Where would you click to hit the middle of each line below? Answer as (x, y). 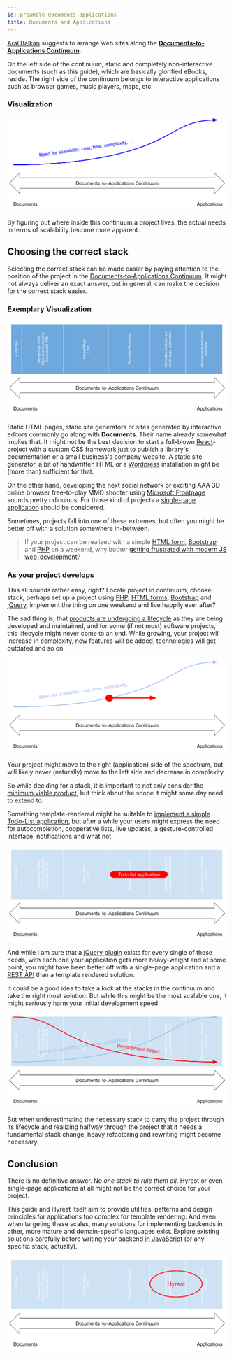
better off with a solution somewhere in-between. (79, 528)
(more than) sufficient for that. (51, 471)
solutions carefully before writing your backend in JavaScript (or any (106, 1239)
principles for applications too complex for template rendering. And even (112, 1216)
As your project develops (51, 575)
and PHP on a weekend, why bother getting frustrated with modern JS (125, 549)
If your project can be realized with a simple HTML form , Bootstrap (120, 541)
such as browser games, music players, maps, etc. (80, 86)
